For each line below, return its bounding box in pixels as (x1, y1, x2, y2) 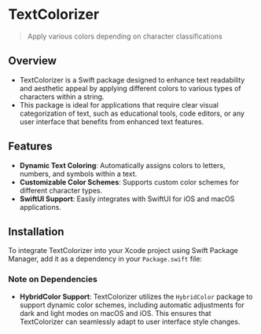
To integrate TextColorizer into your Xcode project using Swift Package (8, 246, 238, 255)
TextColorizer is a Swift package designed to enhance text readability (19, 75, 245, 84)
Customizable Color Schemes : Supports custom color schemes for (19, 177, 240, 186)
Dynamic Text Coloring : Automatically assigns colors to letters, (19, 160, 226, 170)
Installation (8, 225, 64, 238)
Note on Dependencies (8, 273, 98, 284)
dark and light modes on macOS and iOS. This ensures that (19, 308, 211, 317)
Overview (8, 54, 57, 68)
